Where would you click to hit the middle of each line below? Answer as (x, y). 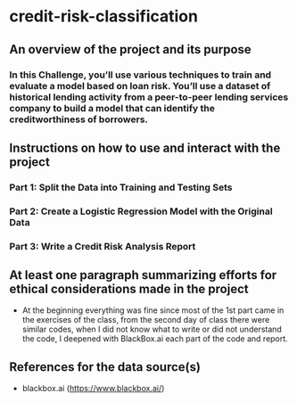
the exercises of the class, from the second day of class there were (146, 320)
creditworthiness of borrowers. (79, 119)
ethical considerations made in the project (129, 289)
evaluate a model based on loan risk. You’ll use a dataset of (140, 86)
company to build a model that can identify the (112, 108)
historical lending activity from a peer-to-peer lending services (149, 97)
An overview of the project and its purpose (130, 49)
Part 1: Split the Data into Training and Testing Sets (121, 187)
